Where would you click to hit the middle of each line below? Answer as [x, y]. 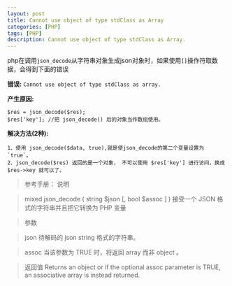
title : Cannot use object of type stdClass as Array [86, 20]
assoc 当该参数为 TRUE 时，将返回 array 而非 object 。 [103, 252]
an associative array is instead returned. [82, 275]
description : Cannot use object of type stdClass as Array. [97, 40]
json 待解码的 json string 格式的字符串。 [82, 238]
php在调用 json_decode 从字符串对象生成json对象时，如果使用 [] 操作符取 [109, 61]
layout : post [26, 14]
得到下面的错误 [47, 69]
